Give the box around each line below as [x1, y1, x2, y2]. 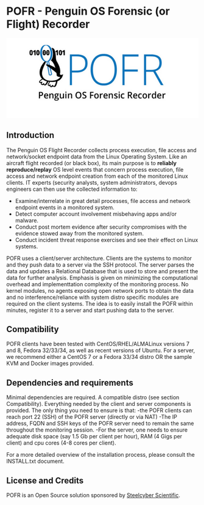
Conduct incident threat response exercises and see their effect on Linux [15, 236, 199, 243]
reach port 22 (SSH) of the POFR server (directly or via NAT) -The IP [6, 413, 178, 421]
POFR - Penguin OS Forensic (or [6, 4, 171, 18]
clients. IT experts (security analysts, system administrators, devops [6, 179, 178, 186]
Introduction [6, 130, 55, 141]
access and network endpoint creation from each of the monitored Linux [6, 172, 189, 180]
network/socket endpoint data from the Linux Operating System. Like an [6, 153, 188, 160]
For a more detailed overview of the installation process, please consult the [6, 451, 195, 459]
